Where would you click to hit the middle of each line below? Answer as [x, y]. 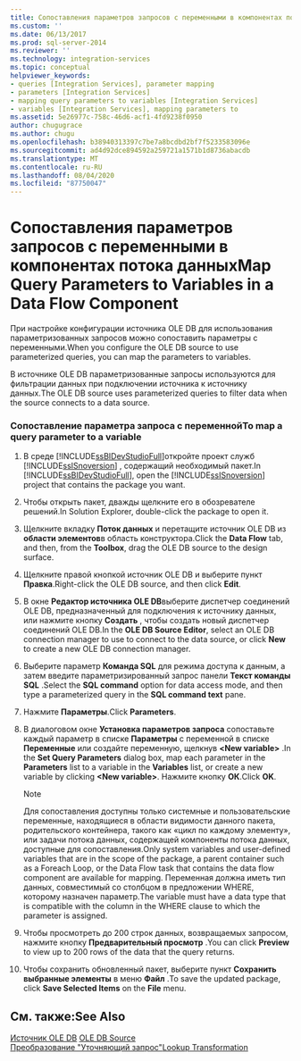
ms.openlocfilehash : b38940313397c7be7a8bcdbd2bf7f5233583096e [130, 142]
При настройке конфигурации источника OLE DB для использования [142, 329]
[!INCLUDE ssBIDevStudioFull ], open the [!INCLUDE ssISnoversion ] [144, 475]
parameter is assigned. [65, 915]
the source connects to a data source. [80, 403]
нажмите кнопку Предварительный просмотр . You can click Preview [156, 942]
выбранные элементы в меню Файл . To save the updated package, [152, 979]
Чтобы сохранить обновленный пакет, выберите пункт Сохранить [150, 969]
